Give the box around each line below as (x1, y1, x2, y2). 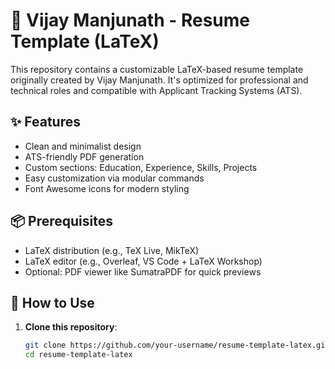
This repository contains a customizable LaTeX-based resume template (10, 63, 304, 75)
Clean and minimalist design (24, 140, 142, 152)
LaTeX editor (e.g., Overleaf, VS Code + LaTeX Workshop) (24, 255, 263, 267)
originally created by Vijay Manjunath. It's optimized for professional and (10, 74, 309, 86)
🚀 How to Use (10, 294, 95, 311)
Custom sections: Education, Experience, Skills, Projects (24, 161, 258, 173)
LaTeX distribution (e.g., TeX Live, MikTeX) (24, 244, 200, 256)
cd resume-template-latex (24, 350, 133, 360)
